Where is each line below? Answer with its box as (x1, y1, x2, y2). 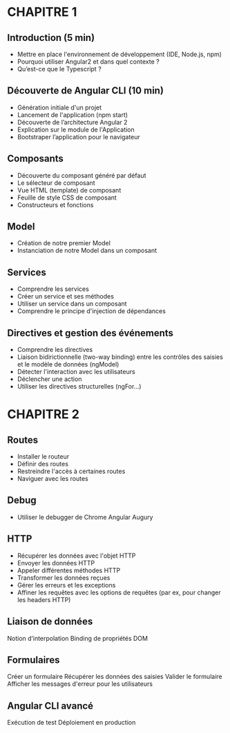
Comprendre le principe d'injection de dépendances (17, 307, 166, 315)
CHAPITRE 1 (7, 4, 77, 20)
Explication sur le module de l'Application (17, 125, 135, 134)
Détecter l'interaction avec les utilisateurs (17, 368, 136, 376)
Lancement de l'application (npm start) (17, 110, 128, 118)
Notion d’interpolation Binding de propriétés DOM (7, 634, 148, 642)
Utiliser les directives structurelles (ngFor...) (17, 382, 142, 391)
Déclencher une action (17, 375, 82, 383)
